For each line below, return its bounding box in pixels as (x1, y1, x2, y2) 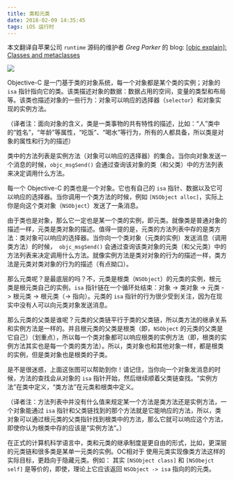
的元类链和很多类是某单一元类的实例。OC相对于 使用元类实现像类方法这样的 (7, 447, 226, 456)
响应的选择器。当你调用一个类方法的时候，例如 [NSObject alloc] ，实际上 (13, 193, 224, 201)
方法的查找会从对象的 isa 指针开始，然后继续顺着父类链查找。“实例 (19, 374, 212, 382)
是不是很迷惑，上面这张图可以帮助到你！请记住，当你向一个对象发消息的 (7, 366, 214, 374)
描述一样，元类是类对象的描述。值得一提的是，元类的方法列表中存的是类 (7, 225, 214, 234)
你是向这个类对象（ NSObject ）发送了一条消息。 (7, 202, 143, 210)
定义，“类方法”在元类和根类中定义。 (34, 383, 138, 391)
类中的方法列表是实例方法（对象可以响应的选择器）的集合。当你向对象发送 (7, 151, 221, 160)
